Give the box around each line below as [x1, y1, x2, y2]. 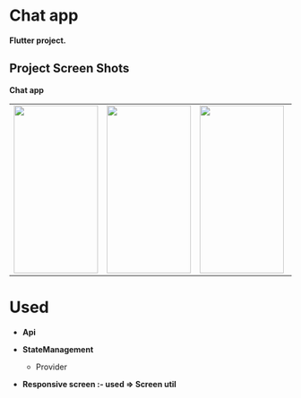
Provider [35, 361, 67, 372]
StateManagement [21, 343, 94, 354]
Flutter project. [9, 35, 66, 46]
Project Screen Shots [9, 61, 130, 76]
